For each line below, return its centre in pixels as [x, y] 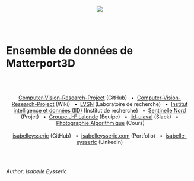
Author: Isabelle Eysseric [36, 171]
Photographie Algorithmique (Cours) [101, 123]
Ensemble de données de [70, 51]
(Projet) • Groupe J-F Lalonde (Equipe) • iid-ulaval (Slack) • [100, 117]
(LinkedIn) [111, 142]
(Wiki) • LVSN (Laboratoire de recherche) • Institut [122, 104]
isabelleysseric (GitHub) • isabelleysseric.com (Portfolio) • [88, 135]
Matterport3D [41, 63]
